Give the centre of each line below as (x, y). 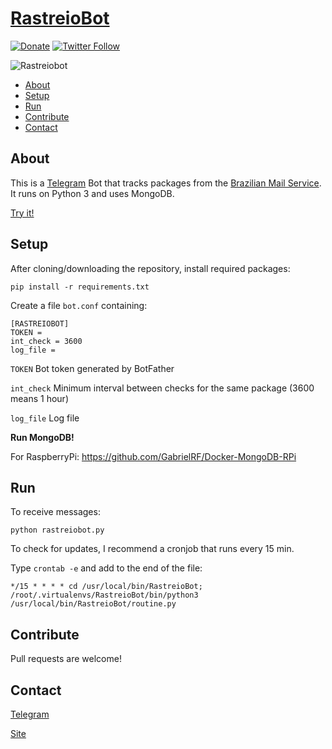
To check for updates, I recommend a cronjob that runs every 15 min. (152, 549)
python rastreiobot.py (57, 530)
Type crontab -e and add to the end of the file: (106, 568)
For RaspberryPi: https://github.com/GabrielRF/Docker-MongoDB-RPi (153, 456)
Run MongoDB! (42, 437)
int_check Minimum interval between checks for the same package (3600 (162, 388)
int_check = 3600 (46, 341)
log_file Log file (45, 418)
